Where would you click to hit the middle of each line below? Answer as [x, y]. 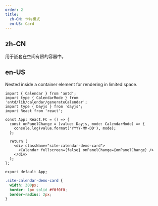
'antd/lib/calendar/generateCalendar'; [46, 102]
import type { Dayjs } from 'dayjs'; [44, 106]
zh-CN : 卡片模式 [25, 19]
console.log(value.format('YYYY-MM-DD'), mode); [65, 128]
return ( [19, 141]
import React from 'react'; [34, 111]
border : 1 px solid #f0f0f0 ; [39, 190]
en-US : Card [22, 24]
